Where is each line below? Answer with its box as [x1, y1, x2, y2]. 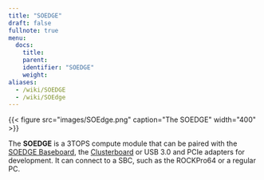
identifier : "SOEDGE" [22, 64, 94, 72]
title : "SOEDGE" [8, 11, 62, 20]
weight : [22, 71, 48, 79]
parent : [22, 57, 48, 65]
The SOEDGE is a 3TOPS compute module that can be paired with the [8, 139, 238, 148]
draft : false [8, 19, 52, 27]
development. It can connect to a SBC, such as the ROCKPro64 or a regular [8, 156, 257, 166]
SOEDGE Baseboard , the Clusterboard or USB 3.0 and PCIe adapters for [8, 147, 246, 157]
